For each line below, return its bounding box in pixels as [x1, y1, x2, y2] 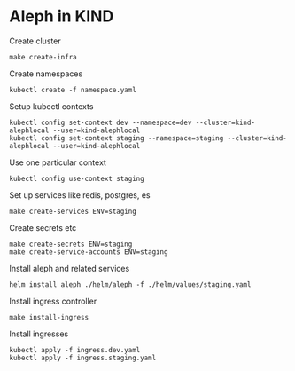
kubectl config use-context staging [9, 174, 144, 183]
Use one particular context [9, 157, 106, 168]
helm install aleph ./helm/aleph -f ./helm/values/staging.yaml [9, 280, 252, 289]
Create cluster [9, 36, 61, 46]
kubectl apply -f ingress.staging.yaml [9, 353, 157, 362]
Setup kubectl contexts [9, 100, 94, 112]
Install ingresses [9, 328, 69, 339]
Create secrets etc [9, 222, 77, 233]
